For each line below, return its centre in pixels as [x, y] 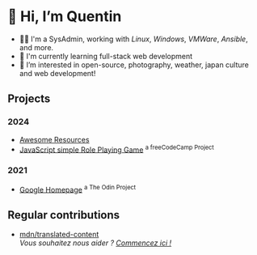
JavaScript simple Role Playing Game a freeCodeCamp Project [117, 149]
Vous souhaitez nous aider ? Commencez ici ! [95, 243]
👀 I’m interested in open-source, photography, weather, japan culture [134, 65]
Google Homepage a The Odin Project [78, 189]
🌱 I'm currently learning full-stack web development [106, 56]
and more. [36, 47]
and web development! [57, 73]
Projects [29, 99]
